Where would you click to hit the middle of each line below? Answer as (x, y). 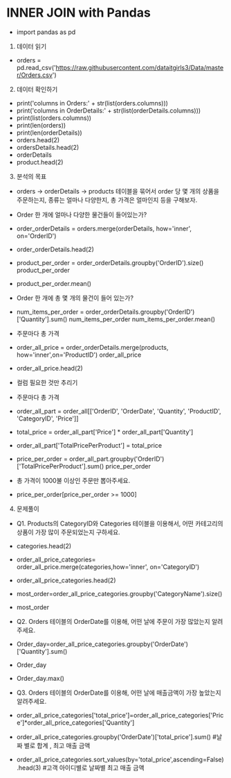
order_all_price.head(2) (50, 368)
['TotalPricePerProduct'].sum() (60, 466)
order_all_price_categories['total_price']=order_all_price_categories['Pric (120, 715)
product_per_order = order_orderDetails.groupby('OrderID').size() (110, 262)
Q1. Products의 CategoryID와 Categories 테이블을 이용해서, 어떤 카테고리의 (120, 523)
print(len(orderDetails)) (49, 133)
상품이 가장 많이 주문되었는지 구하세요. (68, 532)
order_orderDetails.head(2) (55, 249)
